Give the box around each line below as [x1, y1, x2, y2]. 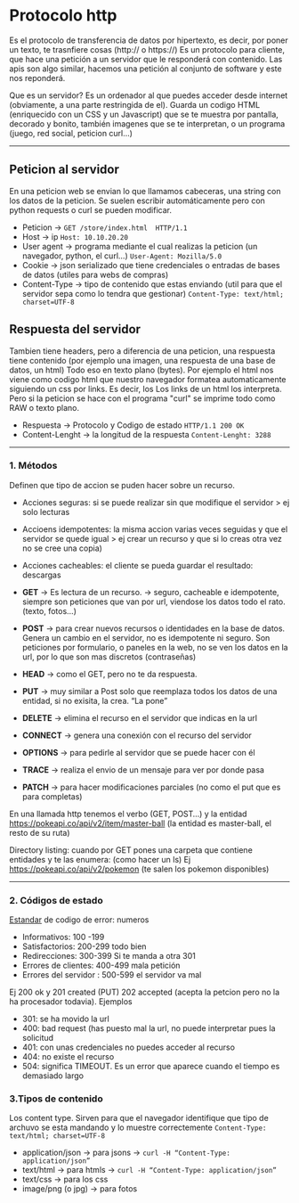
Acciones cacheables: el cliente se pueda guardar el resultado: [21, 560, 254, 570]
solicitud [21, 1033, 54, 1043]
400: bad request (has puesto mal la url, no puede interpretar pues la [21, 1023, 276, 1034]
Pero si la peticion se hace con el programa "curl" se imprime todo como [9, 393, 276, 404]
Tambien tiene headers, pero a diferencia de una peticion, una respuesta [9, 345, 276, 356]
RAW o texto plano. [9, 402, 80, 413]
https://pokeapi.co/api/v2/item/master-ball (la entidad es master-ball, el [9, 817, 271, 829]
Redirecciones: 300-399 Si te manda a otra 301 [21, 951, 196, 962]
